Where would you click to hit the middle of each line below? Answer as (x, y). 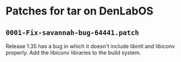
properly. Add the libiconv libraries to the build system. (73, 53)
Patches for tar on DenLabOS (80, 11)
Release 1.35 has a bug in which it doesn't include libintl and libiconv (90, 46)
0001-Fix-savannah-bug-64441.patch (72, 33)
